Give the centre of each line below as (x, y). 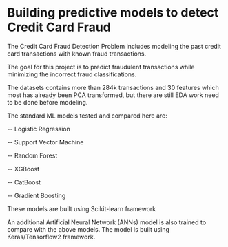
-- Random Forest (32, 155)
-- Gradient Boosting (37, 195)
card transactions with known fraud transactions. (77, 54)
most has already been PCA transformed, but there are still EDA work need (113, 95)
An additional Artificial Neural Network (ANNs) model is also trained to (107, 222)
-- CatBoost (24, 182)
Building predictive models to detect (113, 13)
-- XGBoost (23, 169)
